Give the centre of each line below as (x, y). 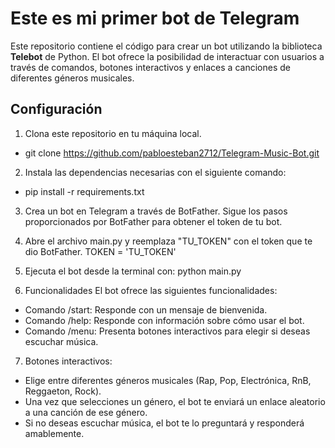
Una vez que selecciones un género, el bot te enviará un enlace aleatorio (175, 401)
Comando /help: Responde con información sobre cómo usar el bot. (164, 320)
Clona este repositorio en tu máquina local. (113, 133)
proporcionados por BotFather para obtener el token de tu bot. (153, 221)
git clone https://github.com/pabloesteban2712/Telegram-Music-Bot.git (172, 153)
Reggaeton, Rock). (63, 391)
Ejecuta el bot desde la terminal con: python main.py (133, 271)
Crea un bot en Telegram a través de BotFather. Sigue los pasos (156, 211)
